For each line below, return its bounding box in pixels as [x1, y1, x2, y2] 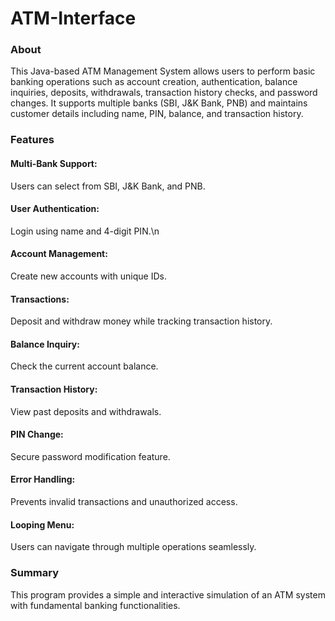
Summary [10, 566, 60, 580]
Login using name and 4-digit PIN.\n [10, 225, 160, 237]
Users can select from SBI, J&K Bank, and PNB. [10, 180, 206, 192]
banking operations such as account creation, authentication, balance [10, 76, 298, 88]
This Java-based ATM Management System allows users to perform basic [10, 65, 316, 77]
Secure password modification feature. [10, 450, 171, 462]
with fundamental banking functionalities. [10, 599, 181, 611]
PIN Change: [10, 428, 64, 441]
